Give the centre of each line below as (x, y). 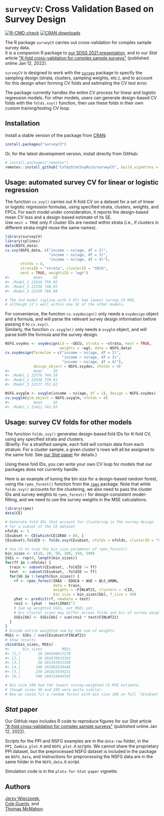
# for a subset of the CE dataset (40, 527)
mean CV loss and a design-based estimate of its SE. (59, 217)
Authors (18, 786)
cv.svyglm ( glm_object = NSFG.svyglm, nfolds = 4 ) (57, 398)
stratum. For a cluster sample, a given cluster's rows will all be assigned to (80, 450)
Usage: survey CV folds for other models (68, 422)
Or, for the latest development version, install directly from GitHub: (72, 154)
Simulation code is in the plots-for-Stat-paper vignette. (61, 772)
